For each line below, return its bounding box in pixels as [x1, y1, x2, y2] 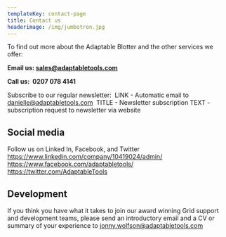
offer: [7, 50, 23, 58]
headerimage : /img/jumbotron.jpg [7, 23, 105, 30]
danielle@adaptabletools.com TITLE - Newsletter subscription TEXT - [7, 98, 211, 107]
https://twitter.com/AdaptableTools [7, 167, 107, 176]
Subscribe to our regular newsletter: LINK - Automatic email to [7, 91, 190, 99]
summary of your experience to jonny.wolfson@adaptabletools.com [7, 222, 204, 229]
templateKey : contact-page [7, 10, 86, 18]
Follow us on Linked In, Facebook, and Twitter [7, 145, 140, 153]
